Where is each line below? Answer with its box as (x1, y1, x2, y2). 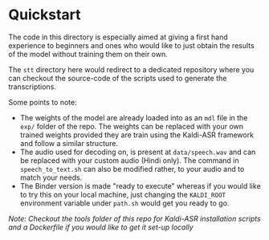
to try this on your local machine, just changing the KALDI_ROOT (19, 189, 226, 199)
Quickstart (8, 6, 82, 24)
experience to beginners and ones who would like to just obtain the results (8, 40, 255, 50)
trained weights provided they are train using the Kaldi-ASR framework (19, 130, 255, 140)
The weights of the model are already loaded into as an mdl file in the (19, 112, 248, 122)
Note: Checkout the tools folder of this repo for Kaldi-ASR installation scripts (8, 214, 261, 223)
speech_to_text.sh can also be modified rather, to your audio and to (19, 164, 245, 173)
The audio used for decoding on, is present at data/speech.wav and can (19, 147, 256, 157)
